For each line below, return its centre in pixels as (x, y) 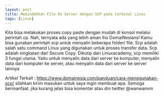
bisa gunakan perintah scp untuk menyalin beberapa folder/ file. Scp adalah (82, 43)
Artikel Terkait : (20, 78)
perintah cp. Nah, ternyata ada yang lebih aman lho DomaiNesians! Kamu (79, 38)
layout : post (18, 10)
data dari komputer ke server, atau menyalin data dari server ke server (76, 63)
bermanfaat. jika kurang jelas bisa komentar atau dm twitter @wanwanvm (79, 89)
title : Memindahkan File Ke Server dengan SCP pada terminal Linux (75, 14)
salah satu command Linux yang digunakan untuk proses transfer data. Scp (81, 48)
